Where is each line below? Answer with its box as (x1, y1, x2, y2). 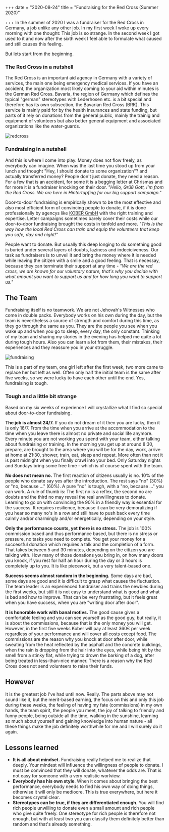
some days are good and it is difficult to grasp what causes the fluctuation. (5, 578, 161, 584)
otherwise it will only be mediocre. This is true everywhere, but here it (12, 789, 158, 795)
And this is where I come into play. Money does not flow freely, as (5, 157, 142, 163)
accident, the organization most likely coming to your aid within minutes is (5, 85, 159, 92)
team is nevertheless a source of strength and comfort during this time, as (5, 318, 159, 324)
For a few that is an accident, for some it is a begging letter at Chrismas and (5, 179, 163, 185)
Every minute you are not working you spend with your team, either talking (5, 435, 160, 442)
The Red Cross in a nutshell (5, 63, 74, 70)
